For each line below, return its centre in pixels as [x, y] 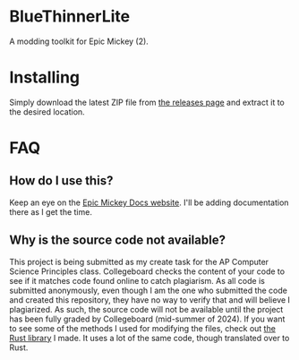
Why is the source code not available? [118, 240]
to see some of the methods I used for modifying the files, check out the [142, 328]
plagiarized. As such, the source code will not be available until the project [146, 309]
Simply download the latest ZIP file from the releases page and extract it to [147, 102]
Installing [45, 77]
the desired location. [47, 111]
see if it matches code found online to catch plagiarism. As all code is [137, 280]
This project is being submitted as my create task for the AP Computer [139, 261]
